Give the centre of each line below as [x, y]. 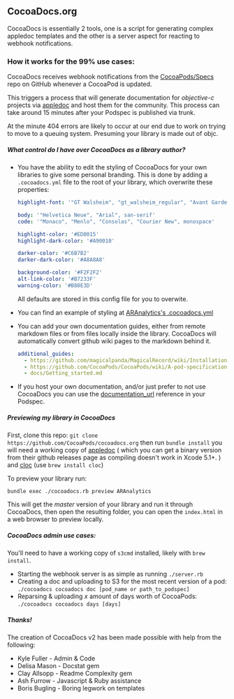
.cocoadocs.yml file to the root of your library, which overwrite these [115, 182]
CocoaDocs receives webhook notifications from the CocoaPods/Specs [111, 77]
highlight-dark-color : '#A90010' [66, 241]
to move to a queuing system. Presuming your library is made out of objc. [113, 134]
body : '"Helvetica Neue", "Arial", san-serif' [86, 215]
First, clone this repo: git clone [53, 435]
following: [21, 645]
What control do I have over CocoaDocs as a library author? [96, 149]
